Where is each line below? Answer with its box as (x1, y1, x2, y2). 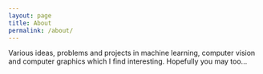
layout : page (8, 11, 52, 20)
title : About (8, 19, 52, 27)
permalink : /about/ (8, 26, 74, 34)
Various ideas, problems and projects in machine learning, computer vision (8, 49, 256, 58)
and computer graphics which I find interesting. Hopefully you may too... (8, 56, 248, 66)
